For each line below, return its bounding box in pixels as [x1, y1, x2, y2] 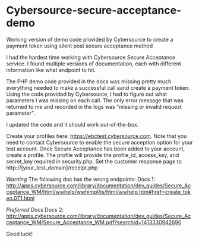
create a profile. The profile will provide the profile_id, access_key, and [6, 151, 179, 158]
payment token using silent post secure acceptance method [6, 42, 153, 49]
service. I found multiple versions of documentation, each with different [6, 60, 181, 67]
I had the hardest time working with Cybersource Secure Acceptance [6, 54, 176, 61]
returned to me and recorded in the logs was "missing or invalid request [6, 103, 182, 110]
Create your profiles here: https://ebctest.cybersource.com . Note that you [6, 132, 187, 140]
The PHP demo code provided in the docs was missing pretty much [6, 78, 172, 85]
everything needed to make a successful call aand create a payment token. [6, 84, 190, 91]
